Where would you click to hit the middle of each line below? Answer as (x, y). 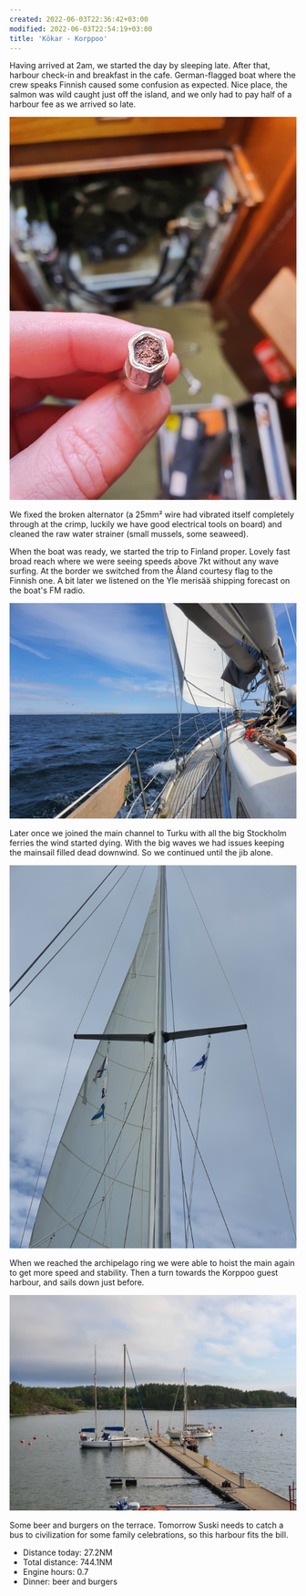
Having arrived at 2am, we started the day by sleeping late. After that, (140, 66)
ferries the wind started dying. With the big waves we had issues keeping (147, 843)
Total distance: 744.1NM (67, 1562)
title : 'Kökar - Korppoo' (58, 38)
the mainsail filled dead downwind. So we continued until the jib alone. (141, 853)
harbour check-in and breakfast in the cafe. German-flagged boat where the (153, 75)
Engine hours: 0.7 (56, 1572)
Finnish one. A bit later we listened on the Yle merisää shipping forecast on (150, 581)
